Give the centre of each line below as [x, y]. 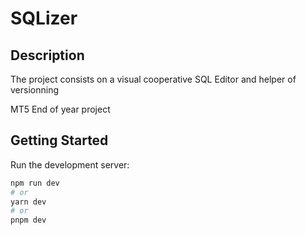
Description [47, 55]
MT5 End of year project [60, 109]
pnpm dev [28, 220]
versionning [34, 90]
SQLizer [44, 18]
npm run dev [35, 183]
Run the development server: [70, 164]
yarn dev [28, 202]
